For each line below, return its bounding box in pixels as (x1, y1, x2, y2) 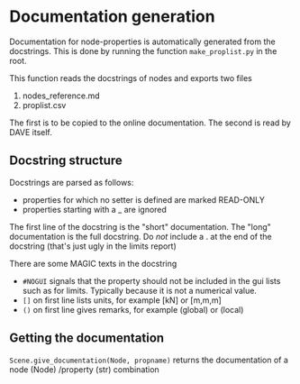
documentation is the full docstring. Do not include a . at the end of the (9, 231, 272, 242)
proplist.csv (22, 99, 67, 110)
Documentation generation (9, 6, 215, 27)
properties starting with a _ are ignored (22, 204, 167, 215)
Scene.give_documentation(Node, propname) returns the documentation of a (9, 354, 288, 365)
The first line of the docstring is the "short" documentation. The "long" (9, 221, 272, 232)
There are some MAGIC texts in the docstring (9, 258, 177, 269)
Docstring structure (9, 153, 123, 169)
